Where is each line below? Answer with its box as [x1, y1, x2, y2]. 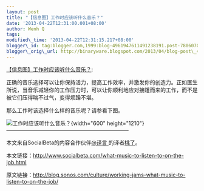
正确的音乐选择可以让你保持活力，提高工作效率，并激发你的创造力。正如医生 [6, 78, 198, 85]
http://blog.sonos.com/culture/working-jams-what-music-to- [33, 171, 186, 178]
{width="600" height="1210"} [70, 119, 144, 127]
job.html [6, 158, 27, 166]
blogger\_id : [6, 43, 39, 49]
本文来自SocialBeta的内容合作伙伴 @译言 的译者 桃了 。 [6, 139, 141, 146]
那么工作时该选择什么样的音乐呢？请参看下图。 [6, 107, 123, 114]
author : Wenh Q [6, 25, 45, 32]
